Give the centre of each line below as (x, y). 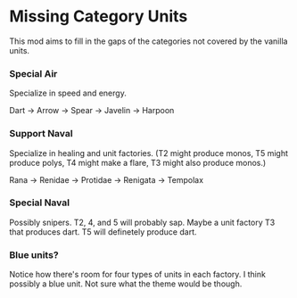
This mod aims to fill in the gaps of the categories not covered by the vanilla (148, 41)
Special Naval (39, 203)
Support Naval (41, 134)
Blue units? (34, 254)
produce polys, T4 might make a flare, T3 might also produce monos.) (138, 162)
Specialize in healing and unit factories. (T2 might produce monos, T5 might (148, 153)
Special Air (33, 73)
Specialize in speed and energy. (68, 93)
